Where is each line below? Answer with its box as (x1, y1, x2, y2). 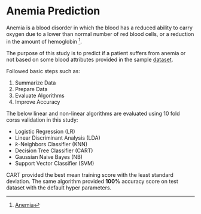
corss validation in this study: (6, 116, 78, 123)
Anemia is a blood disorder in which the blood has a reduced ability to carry (6, 24, 193, 31)
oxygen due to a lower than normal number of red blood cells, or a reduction (6, 30, 194, 37)
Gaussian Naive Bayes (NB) (14, 153, 83, 160)
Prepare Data (14, 85, 48, 92)
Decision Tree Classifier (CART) (14, 147, 93, 154)
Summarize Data (14, 79, 56, 86)
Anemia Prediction (6, 4, 100, 18)
